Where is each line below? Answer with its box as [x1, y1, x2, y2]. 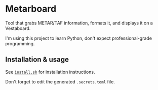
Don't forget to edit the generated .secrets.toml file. [5, 78, 115, 84]
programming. [5, 40, 35, 46]
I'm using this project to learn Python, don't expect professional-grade [5, 35, 152, 41]
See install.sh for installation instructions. [5, 69, 95, 75]
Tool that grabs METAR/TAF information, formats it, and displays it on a [5, 20, 153, 26]
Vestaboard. [5, 25, 31, 31]
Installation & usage [5, 55, 69, 64]
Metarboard [5, 3, 57, 15]
